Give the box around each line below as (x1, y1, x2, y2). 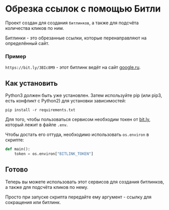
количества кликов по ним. (5, 25, 65, 31)
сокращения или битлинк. (5, 199, 62, 205)
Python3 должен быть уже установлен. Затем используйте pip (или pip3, (5, 92, 162, 98)
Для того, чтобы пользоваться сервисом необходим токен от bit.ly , (5, 117, 151, 123)
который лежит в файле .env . (5, 122, 68, 128)
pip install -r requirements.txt (5, 108, 76, 113)
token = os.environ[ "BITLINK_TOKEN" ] (14, 151, 94, 156)
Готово (5, 165, 28, 174)
